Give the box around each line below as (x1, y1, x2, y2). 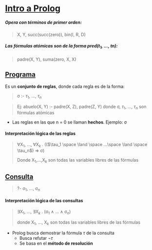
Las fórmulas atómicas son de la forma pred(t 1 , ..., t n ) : (5, 42, 118, 50)
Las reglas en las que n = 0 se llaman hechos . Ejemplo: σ (12, 119, 127, 125)
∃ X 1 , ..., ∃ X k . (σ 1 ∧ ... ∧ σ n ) (17, 208, 71, 215)
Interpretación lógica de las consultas (5, 198, 83, 204)
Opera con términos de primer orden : (5, 19, 82, 25)
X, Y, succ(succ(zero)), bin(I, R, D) (17, 32, 86, 38)
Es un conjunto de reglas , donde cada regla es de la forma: (5, 83, 125, 89)
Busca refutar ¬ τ (19, 235, 53, 241)
